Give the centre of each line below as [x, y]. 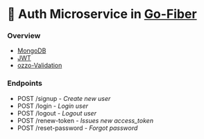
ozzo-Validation [40, 66]
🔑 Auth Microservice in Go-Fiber [102, 14]
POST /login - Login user [53, 106]
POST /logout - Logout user [57, 113]
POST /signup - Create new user [64, 98]
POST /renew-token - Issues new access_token [85, 120]
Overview [24, 36]
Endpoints [25, 84]
